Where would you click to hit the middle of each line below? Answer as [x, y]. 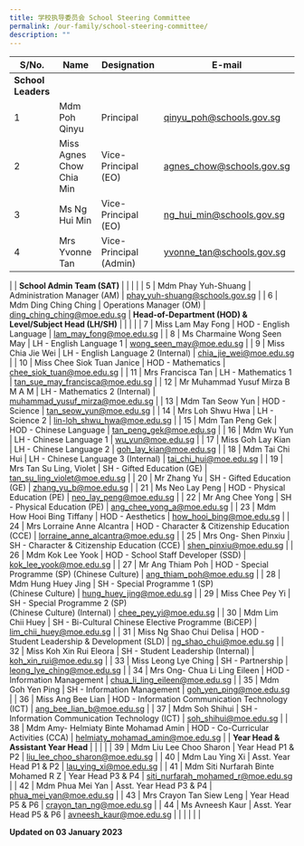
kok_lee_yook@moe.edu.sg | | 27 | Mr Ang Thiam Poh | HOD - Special [139, 565]
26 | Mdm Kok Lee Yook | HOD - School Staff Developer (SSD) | [128, 555]
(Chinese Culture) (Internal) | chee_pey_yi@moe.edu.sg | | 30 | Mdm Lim [144, 613]
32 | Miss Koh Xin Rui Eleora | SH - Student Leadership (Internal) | [132, 651]
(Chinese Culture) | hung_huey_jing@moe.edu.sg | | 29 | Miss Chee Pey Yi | [150, 594]
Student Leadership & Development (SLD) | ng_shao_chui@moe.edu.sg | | [147, 642]
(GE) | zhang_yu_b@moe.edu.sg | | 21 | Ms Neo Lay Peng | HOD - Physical [147, 488]
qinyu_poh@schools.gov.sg [222, 118]
